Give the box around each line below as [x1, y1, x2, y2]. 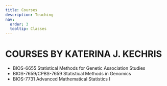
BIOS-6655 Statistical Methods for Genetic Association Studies [12, 65, 146, 71]
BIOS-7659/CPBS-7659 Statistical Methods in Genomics [12, 71, 131, 77]
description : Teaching [5, 12, 54, 17]
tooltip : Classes [10, 26, 47, 32]
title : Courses [5, 7, 38, 13]
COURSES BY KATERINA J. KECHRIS [5, 48, 162, 60]
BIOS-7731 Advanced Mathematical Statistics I [12, 76, 111, 82]
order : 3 [10, 21, 29, 27]
